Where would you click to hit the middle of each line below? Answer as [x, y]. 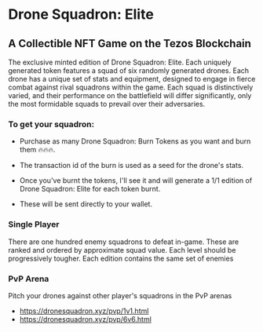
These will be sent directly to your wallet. [86, 204]
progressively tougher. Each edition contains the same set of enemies [121, 258]
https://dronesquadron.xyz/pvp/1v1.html [84, 311]
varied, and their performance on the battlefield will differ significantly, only [130, 95]
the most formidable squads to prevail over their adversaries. [107, 104]
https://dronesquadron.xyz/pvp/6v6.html [85, 319]
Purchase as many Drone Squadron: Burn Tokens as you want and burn [135, 141]
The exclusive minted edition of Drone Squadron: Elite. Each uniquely [120, 62]
